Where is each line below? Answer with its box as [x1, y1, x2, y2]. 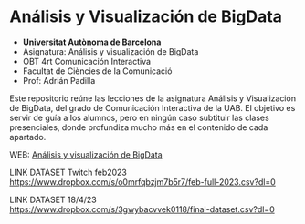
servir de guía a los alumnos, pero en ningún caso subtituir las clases [9, 112, 269, 123]
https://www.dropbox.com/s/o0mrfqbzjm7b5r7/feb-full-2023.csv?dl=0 [9, 176, 276, 188]
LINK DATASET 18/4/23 [9, 194, 98, 205]
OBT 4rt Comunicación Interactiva [22, 56, 152, 66]
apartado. [9, 131, 47, 142]
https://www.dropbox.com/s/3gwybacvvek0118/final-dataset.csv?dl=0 [9, 203, 276, 215]
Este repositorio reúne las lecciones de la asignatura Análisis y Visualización [9, 93, 297, 104]
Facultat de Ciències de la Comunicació [22, 66, 173, 76]
